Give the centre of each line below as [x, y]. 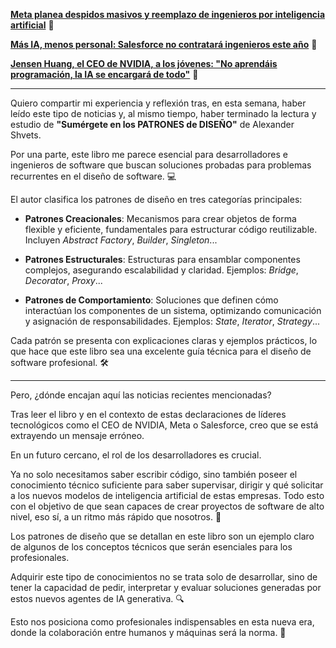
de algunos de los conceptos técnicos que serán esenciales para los [151, 547]
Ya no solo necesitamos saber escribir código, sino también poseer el [154, 474]
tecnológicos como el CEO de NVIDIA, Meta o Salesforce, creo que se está [164, 425]
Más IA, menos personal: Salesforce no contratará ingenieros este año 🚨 [164, 44]
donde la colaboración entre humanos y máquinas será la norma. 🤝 [148, 632]
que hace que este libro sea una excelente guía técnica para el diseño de [161, 351]
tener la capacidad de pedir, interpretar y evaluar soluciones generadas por [166, 587]
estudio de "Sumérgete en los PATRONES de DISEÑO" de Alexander [152, 124]
